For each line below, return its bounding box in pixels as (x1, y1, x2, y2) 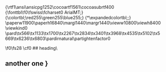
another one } (5, 59, 49, 68)
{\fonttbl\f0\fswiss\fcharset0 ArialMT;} (5, 9, 84, 15)
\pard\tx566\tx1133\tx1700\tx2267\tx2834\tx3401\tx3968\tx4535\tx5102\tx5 (5, 31, 160, 36)
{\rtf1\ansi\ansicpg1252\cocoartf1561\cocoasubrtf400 (5, 4, 114, 10)
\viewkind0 (5, 25, 28, 31)
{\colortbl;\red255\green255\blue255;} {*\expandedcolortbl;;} (5, 15, 131, 20)
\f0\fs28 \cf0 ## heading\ (5, 45, 58, 51)
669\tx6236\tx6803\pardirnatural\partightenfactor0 (5, 36, 111, 41)
